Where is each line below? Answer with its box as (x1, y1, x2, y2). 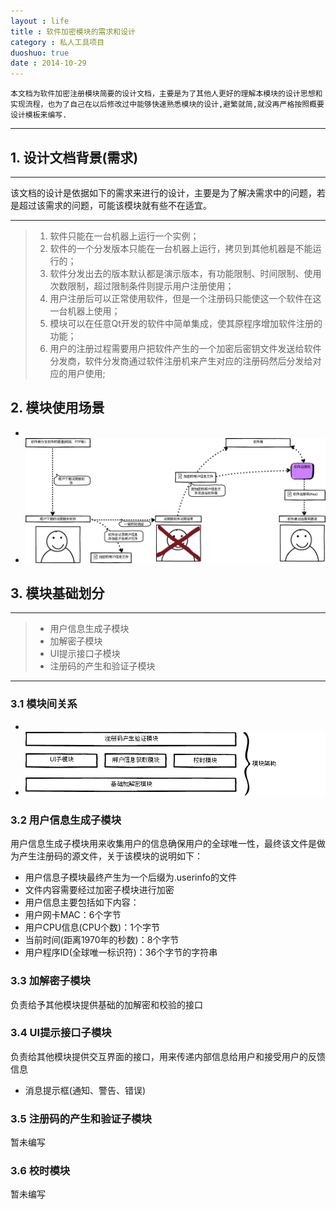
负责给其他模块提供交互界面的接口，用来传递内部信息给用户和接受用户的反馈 (10, 1050, 326, 1062)
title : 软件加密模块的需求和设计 (10, 26, 136, 37)
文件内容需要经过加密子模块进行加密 (24, 884, 175, 896)
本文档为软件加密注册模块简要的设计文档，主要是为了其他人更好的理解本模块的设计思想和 (10, 89, 323, 99)
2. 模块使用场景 (10, 400, 105, 417)
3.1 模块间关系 (10, 697, 78, 711)
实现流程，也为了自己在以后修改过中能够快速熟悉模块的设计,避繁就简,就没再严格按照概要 (10, 100, 325, 110)
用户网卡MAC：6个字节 (24, 909, 122, 921)
